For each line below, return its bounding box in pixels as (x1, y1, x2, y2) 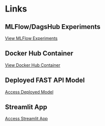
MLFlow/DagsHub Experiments (5, 23, 101, 31)
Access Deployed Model (5, 89, 54, 95)
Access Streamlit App (5, 116, 48, 122)
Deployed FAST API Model (5, 76, 85, 84)
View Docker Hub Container (5, 62, 61, 68)
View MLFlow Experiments (5, 35, 58, 41)
